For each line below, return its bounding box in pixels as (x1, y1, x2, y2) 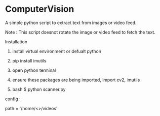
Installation (5, 38, 28, 45)
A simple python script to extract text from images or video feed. (5, 20, 137, 26)
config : (5, 96, 21, 102)
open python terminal (12, 67, 56, 73)
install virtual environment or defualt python (12, 48, 101, 54)
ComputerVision (5, 3, 74, 15)
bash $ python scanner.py (12, 86, 66, 92)
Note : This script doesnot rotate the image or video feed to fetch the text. (5, 29, 156, 35)
